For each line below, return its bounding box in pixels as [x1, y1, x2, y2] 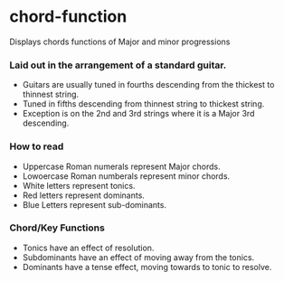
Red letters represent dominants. [22, 190, 145, 201]
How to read [9, 140, 64, 153]
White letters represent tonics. [22, 180, 136, 191]
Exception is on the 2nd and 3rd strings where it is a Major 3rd [22, 108, 255, 119]
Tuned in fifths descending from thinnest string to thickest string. [22, 98, 265, 109]
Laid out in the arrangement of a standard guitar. [9, 59, 227, 71]
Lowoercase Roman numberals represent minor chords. [22, 170, 231, 182]
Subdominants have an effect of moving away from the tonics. [22, 251, 255, 263]
